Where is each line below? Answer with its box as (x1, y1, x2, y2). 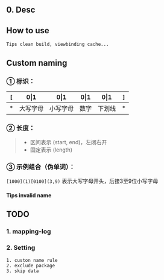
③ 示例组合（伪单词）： (6, 163, 75, 171)
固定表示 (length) (30, 146, 73, 153)
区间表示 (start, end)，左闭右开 (30, 139, 107, 146)
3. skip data (6, 268, 39, 274)
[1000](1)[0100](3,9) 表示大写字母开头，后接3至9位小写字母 (6, 177, 159, 185)
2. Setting (6, 244, 36, 252)
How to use (6, 25, 49, 36)
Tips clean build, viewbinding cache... (6, 42, 110, 48)
